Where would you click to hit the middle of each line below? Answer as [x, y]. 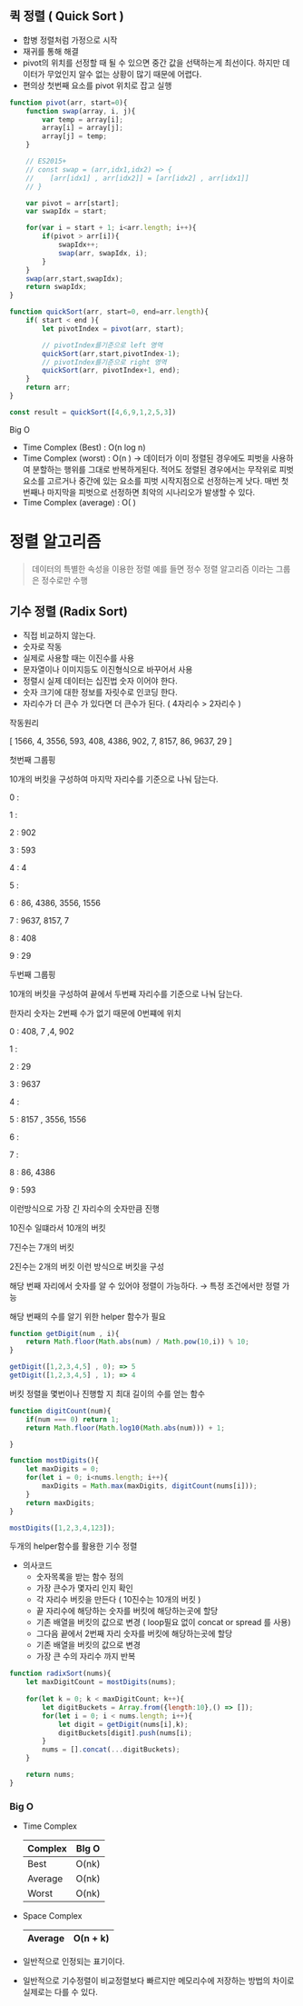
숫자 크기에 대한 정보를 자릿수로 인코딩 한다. [100, 692]
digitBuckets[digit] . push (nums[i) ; [125, 1733]
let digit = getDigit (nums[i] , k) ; [123, 1724]
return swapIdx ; [57, 287]
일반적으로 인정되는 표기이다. [73, 1961]
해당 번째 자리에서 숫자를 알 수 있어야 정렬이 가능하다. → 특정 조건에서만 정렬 [145, 1285]
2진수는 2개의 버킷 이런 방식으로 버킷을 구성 [87, 1266]
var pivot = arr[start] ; [73, 203]
